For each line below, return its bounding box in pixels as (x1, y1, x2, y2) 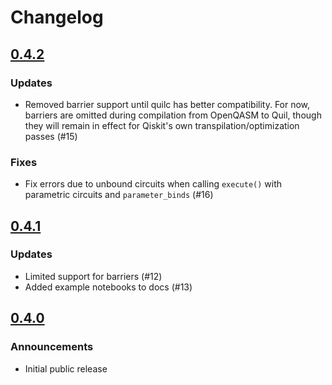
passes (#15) (24, 130, 78, 142)
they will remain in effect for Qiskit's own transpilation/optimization (24, 119, 300, 131)
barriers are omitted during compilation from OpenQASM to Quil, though (24, 109, 322, 121)
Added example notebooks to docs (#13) (24, 281, 193, 293)
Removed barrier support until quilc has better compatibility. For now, (24, 98, 311, 110)
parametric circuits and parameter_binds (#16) (24, 189, 214, 201)
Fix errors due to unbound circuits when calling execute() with (24, 178, 283, 190)
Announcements (10, 340, 94, 354)
